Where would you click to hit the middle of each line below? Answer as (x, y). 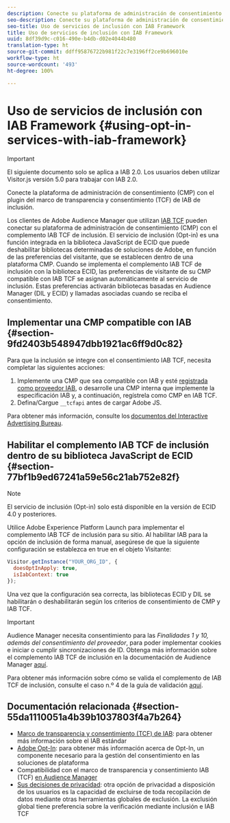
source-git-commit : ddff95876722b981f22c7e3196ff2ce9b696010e (98, 52)
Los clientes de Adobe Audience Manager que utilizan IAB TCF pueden (107, 221)
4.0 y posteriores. (32, 514)
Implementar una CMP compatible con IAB (99, 322)
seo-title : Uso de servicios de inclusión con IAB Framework (96, 26)
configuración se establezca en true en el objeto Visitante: (89, 549)
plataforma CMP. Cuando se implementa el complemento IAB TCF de (104, 264)
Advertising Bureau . (35, 423)
